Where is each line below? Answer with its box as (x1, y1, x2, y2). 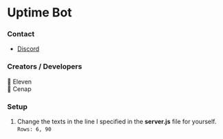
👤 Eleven (7, 77, 32, 86)
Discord (16, 45, 40, 53)
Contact (7, 29, 35, 39)
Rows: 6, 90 (16, 126, 51, 133)
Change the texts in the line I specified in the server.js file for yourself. (16, 118, 217, 126)
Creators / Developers (7, 62, 82, 71)
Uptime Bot (7, 5, 72, 21)
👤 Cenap (7, 84, 32, 93)
